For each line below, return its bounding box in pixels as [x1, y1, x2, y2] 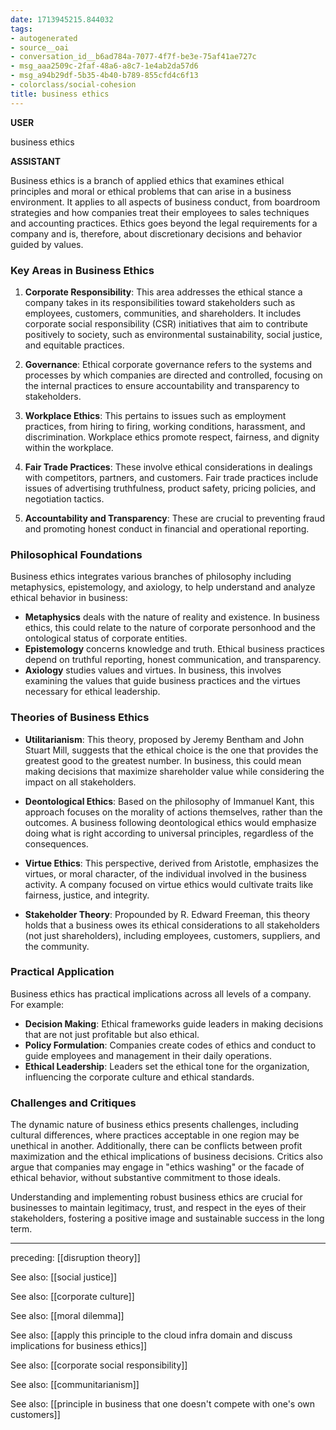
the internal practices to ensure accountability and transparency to [24, 379, 300, 391]
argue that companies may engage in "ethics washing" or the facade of [10, 1161, 305, 1173]
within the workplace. [24, 441, 114, 453]
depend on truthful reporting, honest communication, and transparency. [24, 654, 322, 666]
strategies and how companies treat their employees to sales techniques [10, 206, 310, 218]
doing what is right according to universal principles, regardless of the [24, 827, 314, 839]
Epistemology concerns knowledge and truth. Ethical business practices [24, 643, 325, 655]
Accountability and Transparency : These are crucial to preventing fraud [24, 512, 326, 524]
